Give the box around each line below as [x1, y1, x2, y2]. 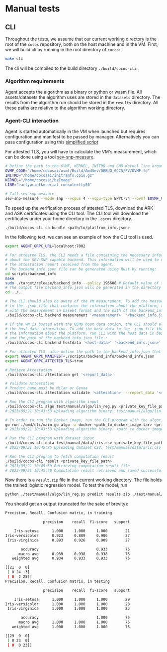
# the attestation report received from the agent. [5, 262, 114, 267]
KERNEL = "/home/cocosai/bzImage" [5, 178, 72, 183]
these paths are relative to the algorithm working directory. [5, 105, 125, 111]
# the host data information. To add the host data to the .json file [5, 326, 155, 331]
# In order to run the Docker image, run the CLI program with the [5, 417, 148, 422]
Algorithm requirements [5, 78, 65, 85]
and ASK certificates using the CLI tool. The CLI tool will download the [5, 210, 149, 216]
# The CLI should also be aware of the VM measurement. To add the [5, 299, 148, 304]
